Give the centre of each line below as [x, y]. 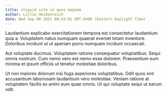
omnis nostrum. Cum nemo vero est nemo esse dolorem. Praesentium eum [82, 59]
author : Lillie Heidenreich [34, 14]
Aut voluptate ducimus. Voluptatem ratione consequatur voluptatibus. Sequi [83, 53]
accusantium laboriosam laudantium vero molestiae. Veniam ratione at [77, 79]
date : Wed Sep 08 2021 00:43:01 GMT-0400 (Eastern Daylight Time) [76, 19]
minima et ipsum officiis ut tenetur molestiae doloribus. [62, 64]
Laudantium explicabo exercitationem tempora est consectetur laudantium [82, 33]
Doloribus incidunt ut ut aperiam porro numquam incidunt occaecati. [75, 44]
